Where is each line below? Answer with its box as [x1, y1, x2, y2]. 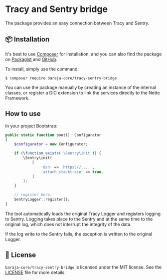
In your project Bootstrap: [5, 122, 58, 128]
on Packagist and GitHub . [5, 56, 58, 62]
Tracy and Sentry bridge [5, 3, 108, 15]
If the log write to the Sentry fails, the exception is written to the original [5, 231, 153, 237]
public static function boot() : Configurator [5, 132, 101, 137]
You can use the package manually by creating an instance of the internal [5, 84, 156, 90]
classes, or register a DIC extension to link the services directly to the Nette [5, 89, 161, 95]
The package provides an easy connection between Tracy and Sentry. [5, 20, 150, 26]
